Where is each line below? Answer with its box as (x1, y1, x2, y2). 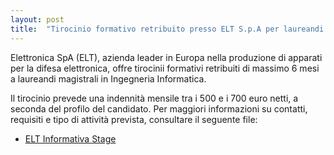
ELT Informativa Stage (24, 132, 117, 145)
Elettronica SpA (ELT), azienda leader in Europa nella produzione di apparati (10, 51, 323, 63)
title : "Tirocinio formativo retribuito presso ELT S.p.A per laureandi (10, 24, 325, 34)
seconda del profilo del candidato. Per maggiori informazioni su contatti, (10, 102, 308, 115)
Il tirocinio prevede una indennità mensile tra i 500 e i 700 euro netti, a (10, 92, 299, 104)
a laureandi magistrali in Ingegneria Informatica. (10, 72, 207, 85)
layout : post (10, 14, 65, 25)
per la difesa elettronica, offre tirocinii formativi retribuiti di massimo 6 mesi (10, 62, 320, 74)
